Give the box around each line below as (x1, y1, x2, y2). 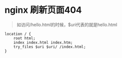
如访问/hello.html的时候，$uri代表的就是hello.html (16, 22, 118, 28)
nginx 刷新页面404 (4, 4, 82, 16)
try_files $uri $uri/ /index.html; (13, 44, 86, 49)
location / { (4, 31, 31, 36)
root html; (13, 35, 36, 41)
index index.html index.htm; (13, 40, 73, 45)
